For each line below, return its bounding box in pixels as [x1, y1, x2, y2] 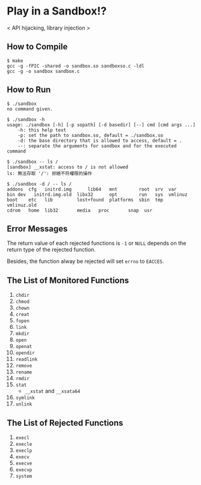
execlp [15, 448, 32, 454]
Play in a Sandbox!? [7, 4, 107, 18]
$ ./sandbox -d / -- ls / [7, 181, 72, 187]
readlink [15, 357, 38, 363]
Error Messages [7, 223, 68, 233]
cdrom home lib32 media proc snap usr [7, 207, 153, 214]
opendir [15, 350, 35, 357]
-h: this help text [17, 127, 67, 133]
